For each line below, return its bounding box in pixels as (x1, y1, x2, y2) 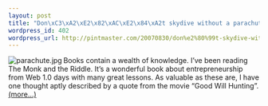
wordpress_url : (8, 33, 59, 42)
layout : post (8, 11, 52, 20)
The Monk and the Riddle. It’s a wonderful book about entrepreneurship (8, 65, 243, 74)
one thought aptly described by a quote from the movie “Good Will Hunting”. (8, 81, 259, 91)
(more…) (8, 89, 37, 100)
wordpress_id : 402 (8, 26, 69, 34)
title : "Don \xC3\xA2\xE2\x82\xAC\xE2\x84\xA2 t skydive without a (8, 19, 230, 27)
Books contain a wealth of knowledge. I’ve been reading (63, 56, 249, 65)
